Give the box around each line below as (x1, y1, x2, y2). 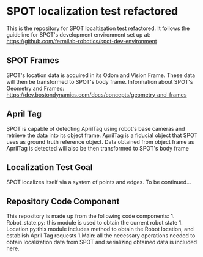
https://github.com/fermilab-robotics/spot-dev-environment (6, 37, 157, 45)
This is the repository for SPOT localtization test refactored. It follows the (6, 24, 190, 32)
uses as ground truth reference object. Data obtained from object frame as (6, 138, 194, 145)
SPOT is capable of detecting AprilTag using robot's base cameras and (6, 125, 185, 132)
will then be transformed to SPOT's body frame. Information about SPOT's (6, 78, 193, 85)
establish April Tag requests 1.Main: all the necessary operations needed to (6, 232, 196, 239)
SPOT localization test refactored (6, 4, 179, 18)
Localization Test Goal (6, 162, 93, 173)
